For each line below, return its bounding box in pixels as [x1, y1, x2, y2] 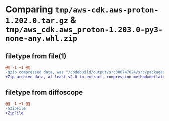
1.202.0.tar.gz [5, 16, 69, 26]
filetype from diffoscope [5, 88, 83, 97]
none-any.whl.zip [5, 34, 78, 43]
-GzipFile [5, 106, 26, 111]
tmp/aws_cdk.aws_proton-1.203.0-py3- [5, 25, 163, 35]
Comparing [5, 4, 53, 15]
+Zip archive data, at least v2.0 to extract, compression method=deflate [5, 74, 165, 79]
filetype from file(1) [5, 52, 67, 60]
